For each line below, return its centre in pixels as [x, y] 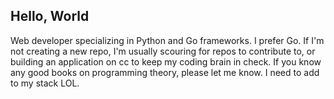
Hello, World [50, 16]
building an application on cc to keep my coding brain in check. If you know [166, 61]
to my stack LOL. [45, 83]
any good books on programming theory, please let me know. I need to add [165, 72]
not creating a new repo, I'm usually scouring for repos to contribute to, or [163, 51]
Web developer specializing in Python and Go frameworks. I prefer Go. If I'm [167, 40]
